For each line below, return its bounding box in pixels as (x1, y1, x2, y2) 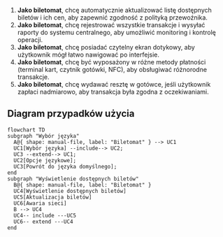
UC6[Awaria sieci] (13, 199, 68, 207)
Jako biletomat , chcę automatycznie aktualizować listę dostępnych (17, 6, 212, 14)
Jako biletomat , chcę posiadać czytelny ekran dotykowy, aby (17, 43, 196, 51)
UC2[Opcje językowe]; (13, 157, 77, 164)
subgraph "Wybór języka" (7, 132, 80, 139)
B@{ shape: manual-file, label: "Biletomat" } (13, 181, 152, 188)
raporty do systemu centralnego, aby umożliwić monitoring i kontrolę (17, 28, 217, 36)
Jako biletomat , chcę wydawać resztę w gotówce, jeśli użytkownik (17, 80, 211, 88)
